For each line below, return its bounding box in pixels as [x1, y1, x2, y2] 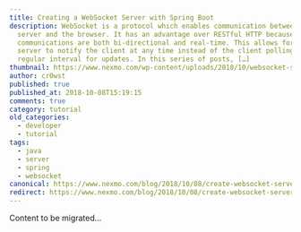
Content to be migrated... [9, 212, 102, 223]
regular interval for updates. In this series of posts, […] [17, 55, 251, 64]
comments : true [9, 96, 66, 106]
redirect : [9, 188, 47, 197]
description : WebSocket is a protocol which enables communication [9, 21, 267, 30]
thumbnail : [9, 64, 50, 73]
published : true [9, 80, 70, 89]
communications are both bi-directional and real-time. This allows [17, 38, 279, 47]
